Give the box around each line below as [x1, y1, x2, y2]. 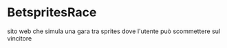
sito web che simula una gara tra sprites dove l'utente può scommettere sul [7, 27, 221, 35]
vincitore [7, 34, 32, 42]
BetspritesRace [7, 5, 97, 20]
